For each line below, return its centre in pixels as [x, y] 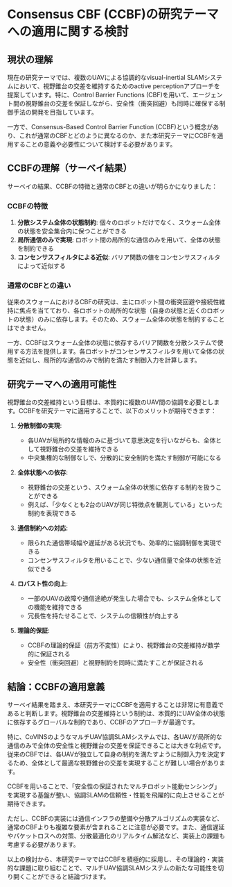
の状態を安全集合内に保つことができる [72, 231]
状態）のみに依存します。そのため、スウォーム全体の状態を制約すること [122, 320]
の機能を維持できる [55, 607]
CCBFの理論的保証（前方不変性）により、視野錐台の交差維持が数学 [124, 645]
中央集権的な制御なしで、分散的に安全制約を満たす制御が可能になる [124, 458]
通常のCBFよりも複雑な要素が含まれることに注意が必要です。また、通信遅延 [116, 827]
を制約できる [35, 249]
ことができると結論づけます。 [68, 877]
